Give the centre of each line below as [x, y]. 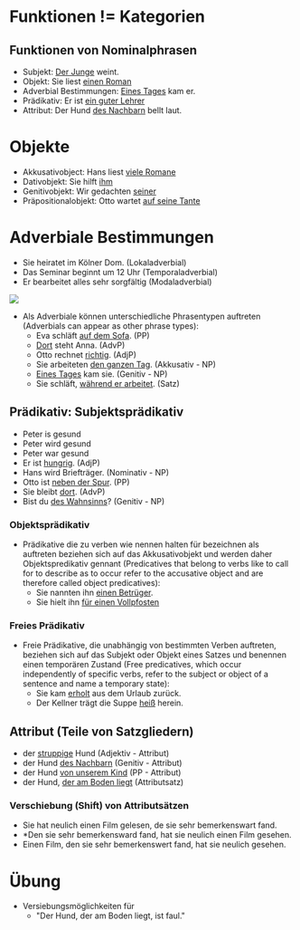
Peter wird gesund [57, 443]
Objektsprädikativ [50, 524]
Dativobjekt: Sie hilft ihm [67, 181]
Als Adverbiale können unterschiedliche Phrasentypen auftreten [141, 316]
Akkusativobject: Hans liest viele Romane [99, 172]
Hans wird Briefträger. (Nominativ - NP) [96, 472]
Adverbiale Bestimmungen [112, 238]
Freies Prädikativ [47, 625]
